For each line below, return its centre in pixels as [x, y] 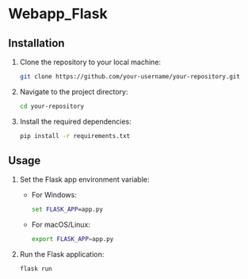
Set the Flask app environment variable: [84, 180]
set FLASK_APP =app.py [67, 210]
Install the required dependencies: [76, 121]
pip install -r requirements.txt [75, 136]
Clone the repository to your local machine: [90, 62]
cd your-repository [52, 106]
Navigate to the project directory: [74, 91]
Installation [36, 43]
